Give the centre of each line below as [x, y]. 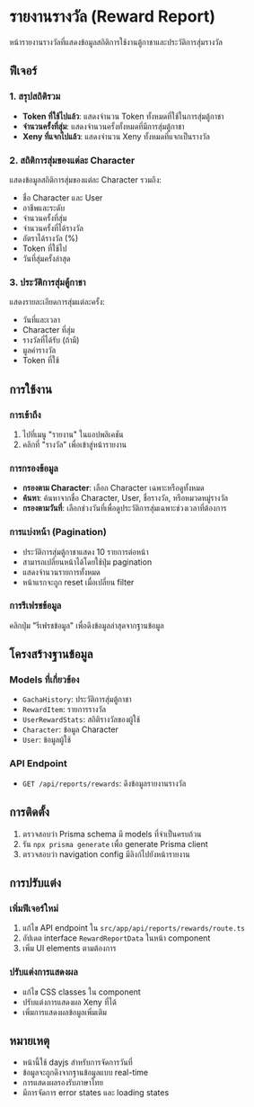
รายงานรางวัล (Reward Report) [113, 17]
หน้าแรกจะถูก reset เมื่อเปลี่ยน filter [78, 582]
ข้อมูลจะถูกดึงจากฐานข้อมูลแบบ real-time [85, 1073]
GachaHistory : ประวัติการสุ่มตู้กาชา [77, 700]
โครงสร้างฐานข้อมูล [51, 654]
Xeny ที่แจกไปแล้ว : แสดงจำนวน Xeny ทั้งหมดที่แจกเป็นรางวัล [116, 136]
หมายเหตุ [30, 1040]
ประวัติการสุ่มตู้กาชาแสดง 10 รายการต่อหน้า [86, 551]
